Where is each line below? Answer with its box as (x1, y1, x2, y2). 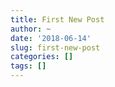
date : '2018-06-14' (10, 33, 92, 43)
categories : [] (10, 52, 74, 62)
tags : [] (10, 61, 47, 71)
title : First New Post (10, 14, 105, 25)
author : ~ (10, 24, 52, 34)
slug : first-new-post (10, 42, 101, 53)
